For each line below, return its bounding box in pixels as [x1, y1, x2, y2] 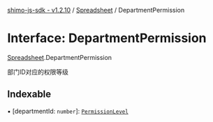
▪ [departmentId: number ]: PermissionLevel [7, 107, 129, 115]
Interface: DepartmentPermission [7, 31, 207, 46]
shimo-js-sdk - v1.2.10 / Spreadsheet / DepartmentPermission [7, 6, 185, 14]
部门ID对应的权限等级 [7, 68, 68, 76]
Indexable [7, 89, 52, 100]
